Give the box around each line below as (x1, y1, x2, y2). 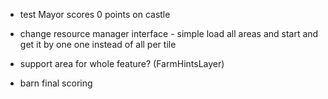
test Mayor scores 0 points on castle (19, 9, 171, 20)
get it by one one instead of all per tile (19, 39, 177, 50)
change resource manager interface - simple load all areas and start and (19, 28, 319, 39)
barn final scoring (19, 77, 93, 89)
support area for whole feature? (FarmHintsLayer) (19, 58, 225, 69)
